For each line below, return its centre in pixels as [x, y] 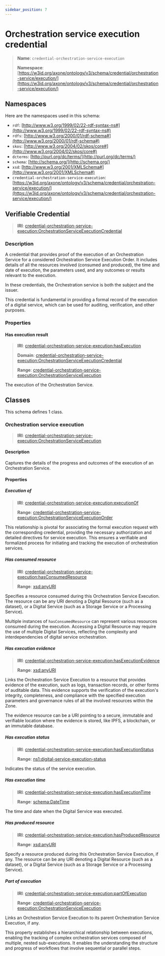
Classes [18, 400]
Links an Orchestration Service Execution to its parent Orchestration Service [82, 918]
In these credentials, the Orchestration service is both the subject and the [79, 285]
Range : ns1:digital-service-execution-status [62, 759]
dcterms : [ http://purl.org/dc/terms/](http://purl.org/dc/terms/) [74, 157]
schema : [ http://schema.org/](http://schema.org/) [61, 162]
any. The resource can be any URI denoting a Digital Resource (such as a [79, 860]
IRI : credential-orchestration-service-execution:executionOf [78, 503]
